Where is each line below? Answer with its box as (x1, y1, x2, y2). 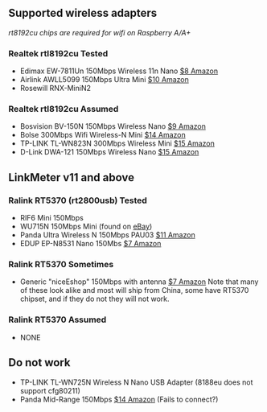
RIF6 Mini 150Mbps (19, 213, 84, 223)
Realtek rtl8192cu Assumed (8, 104, 119, 115)
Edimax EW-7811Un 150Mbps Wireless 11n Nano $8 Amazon (19, 66, 219, 76)
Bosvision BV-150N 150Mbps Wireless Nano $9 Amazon (19, 122, 207, 131)
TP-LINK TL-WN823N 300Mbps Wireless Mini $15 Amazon (19, 138, 215, 148)
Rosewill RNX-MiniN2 (19, 84, 91, 93)
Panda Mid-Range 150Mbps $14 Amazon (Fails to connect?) (19, 394, 219, 404)
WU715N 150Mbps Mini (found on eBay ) (19, 221, 153, 232)
